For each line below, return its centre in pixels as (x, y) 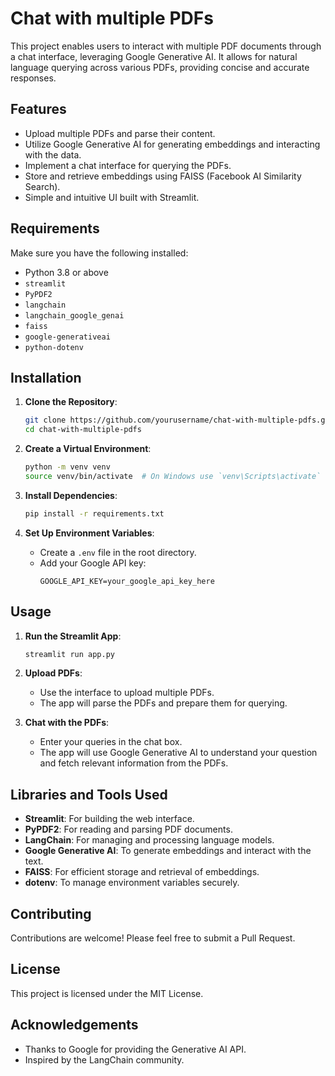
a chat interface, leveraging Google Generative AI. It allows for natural (154, 56)
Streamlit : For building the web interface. (109, 819)
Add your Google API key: (93, 563)
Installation (46, 377)
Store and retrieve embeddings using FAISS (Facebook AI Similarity (163, 176)
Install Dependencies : (71, 495)
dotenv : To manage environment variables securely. (132, 883)
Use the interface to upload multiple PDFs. (127, 693)
